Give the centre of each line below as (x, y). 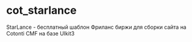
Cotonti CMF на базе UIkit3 (40, 33)
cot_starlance (41, 10)
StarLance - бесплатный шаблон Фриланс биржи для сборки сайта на (96, 27)
